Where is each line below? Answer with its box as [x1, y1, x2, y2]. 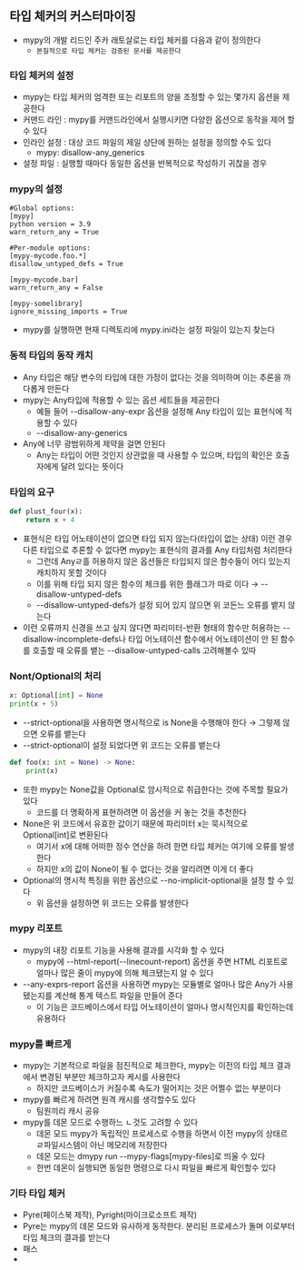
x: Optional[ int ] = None [9, 691, 103, 700]
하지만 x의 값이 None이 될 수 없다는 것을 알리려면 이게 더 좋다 [35, 863, 254, 874]
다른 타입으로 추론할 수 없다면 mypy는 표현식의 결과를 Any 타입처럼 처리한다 [22, 544, 293, 555]
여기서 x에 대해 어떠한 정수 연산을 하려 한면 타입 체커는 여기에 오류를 [35, 840, 279, 851]
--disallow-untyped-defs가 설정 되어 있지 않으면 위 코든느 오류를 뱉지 [35, 599, 286, 610]
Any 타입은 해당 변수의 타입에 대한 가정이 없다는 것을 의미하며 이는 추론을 [22, 372, 282, 382]
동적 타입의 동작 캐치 [9, 349, 93, 362]
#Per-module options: [9, 243, 92, 253]
